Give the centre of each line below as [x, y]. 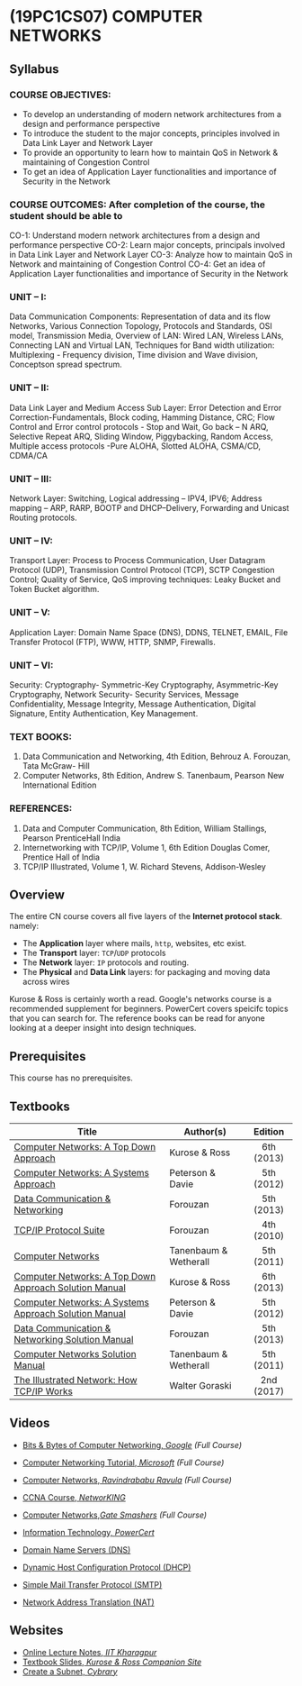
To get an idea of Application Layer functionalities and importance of [149, 171]
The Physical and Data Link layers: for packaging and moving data [146, 972]
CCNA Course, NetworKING [74, 1497]
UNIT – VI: [31, 665]
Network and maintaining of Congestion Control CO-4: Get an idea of [138, 264]
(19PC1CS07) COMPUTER [106, 17]
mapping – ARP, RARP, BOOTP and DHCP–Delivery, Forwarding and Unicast [149, 508]
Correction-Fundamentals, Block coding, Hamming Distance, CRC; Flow [142, 417]
